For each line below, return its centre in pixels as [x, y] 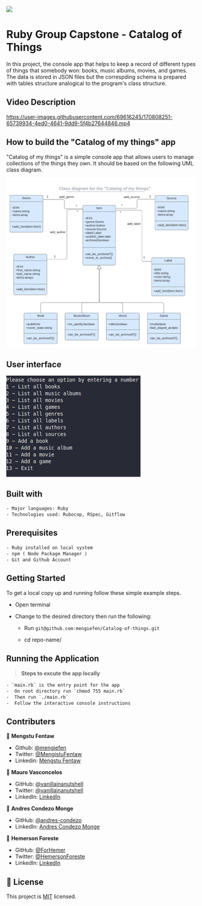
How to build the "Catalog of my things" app [91, 142]
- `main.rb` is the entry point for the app [63, 685]
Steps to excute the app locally [61, 673]
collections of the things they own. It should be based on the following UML [100, 163]
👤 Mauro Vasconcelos [34, 773]
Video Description [41, 102]
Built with [24, 494]
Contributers [31, 721]
